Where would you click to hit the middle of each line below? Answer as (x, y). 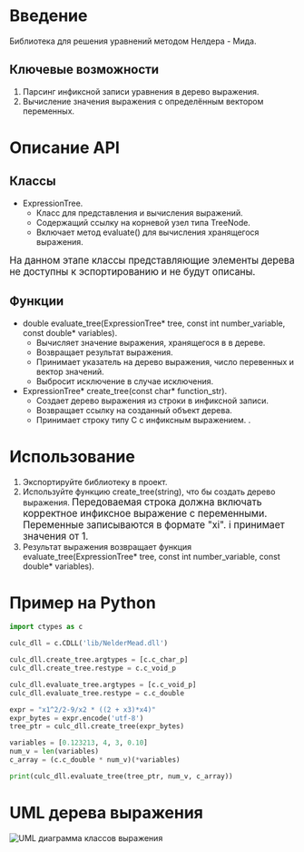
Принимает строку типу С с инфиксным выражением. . (143, 420)
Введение (49, 16)
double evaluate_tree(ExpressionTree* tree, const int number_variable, (154, 323)
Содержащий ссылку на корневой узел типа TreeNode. (143, 222)
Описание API (65, 147)
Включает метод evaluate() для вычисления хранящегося (147, 232)
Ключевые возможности (84, 70)
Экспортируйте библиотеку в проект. (95, 482)
